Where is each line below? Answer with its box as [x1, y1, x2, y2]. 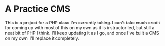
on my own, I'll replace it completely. [5, 35, 80, 41]
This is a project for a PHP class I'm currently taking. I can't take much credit [5, 20, 160, 25]
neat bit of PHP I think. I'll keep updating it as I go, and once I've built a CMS [5, 30, 159, 36]
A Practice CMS [5, 3, 71, 15]
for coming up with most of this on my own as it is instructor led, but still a [5, 24, 155, 30]
